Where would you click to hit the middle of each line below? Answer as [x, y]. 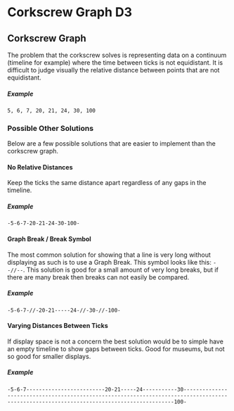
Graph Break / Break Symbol [49, 239]
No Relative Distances [40, 167]
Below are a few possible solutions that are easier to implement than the [112, 144]
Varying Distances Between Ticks [58, 326]
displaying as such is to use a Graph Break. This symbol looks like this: [110, 262]
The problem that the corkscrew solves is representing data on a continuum [117, 55]
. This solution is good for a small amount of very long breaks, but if [121, 270]
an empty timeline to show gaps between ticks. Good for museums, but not [116, 348]
